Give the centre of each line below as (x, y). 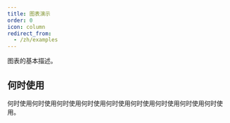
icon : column (26, 27)
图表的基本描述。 (32, 61)
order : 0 (20, 20)
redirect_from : (30, 33)
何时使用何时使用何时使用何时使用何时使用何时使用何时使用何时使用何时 (112, 103)
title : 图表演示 (29, 14)
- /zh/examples (36, 40)
